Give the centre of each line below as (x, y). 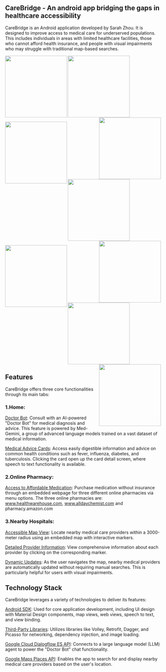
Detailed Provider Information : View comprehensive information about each (82, 547)
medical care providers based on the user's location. (59, 664)
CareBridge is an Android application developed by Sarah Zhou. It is (74, 28)
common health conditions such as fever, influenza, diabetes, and (72, 453)
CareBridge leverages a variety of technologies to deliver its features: (76, 600)
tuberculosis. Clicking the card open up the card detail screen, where (75, 459)
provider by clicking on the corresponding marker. (56, 552)
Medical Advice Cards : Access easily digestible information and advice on (81, 448)
